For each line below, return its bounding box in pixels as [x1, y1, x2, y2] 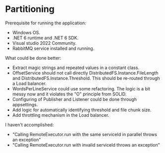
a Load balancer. [12, 80, 47, 86]
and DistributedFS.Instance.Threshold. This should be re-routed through [12, 75, 160, 81]
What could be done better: [5, 55, 61, 61]
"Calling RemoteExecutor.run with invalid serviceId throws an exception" [12, 142, 160, 148]
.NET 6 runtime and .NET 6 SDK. [12, 35, 79, 41]
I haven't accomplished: [5, 122, 54, 128]
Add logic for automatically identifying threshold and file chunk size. [12, 107, 152, 113]
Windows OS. [12, 29, 41, 35]
